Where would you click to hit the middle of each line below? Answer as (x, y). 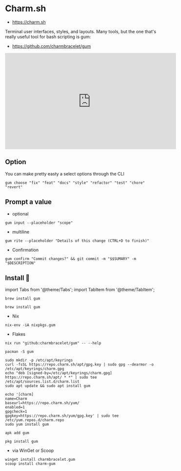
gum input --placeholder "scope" (39, 223)
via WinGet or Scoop (33, 450)
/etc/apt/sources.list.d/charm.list (42, 382)
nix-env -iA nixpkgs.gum (30, 325)
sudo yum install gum (27, 425)
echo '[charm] (20, 395)
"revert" (14, 187)
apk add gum (17, 433)
